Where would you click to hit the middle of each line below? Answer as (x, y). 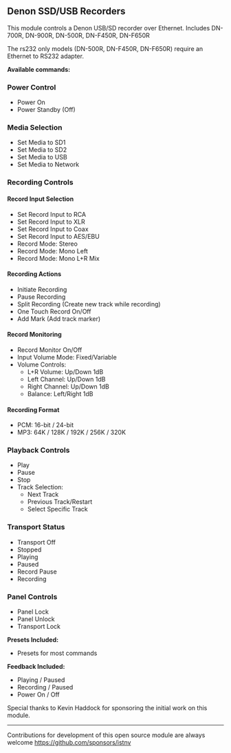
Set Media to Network (48, 164)
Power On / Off (38, 695)
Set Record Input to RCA (52, 214)
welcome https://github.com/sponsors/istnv (69, 743)
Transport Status (36, 527)
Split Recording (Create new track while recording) (89, 304)
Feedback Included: (36, 667)
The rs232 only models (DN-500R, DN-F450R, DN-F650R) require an (105, 48)
